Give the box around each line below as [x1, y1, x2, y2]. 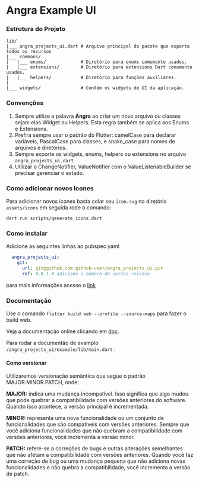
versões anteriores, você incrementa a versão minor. [6, 434, 135, 441]
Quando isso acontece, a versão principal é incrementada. [6, 403, 149, 410]
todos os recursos [6, 49, 52, 55]
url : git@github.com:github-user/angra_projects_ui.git [21, 265, 163, 271]
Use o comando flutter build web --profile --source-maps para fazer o [6, 310, 187, 317]
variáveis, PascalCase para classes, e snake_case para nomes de [14, 137, 175, 145]
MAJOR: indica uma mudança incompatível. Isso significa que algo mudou [6, 390, 189, 397]
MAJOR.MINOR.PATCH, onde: [6, 379, 79, 386]
